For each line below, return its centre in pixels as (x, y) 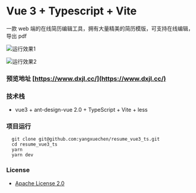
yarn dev (23, 155)
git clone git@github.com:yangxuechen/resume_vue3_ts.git (86, 139)
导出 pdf (17, 36)
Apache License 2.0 (40, 183)
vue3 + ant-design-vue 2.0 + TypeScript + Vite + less (81, 110)
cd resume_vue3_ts (35, 145)
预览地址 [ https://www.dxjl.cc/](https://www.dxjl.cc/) (86, 78)
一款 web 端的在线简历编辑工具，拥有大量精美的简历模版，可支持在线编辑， (100, 28)
